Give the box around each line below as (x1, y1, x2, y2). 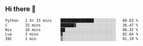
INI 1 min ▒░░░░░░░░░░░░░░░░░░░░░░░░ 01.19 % (5, 37, 139, 42)
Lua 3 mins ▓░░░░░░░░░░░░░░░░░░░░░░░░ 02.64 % (5, 32, 139, 37)
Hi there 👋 (5, 5, 36, 13)
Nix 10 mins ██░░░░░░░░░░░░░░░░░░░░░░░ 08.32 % (5, 27, 139, 32)
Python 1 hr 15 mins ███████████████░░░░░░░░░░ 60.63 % (5, 18, 139, 23)
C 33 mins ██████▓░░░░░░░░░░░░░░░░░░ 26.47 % (5, 23, 139, 28)
